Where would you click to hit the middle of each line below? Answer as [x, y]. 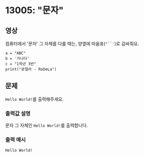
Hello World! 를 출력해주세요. [35, 99]
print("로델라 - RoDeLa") [31, 69]
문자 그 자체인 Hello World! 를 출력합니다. [47, 125]
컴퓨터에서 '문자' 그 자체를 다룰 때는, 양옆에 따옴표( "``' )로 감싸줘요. [72, 44]
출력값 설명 [18, 113]
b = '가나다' [17, 59]
